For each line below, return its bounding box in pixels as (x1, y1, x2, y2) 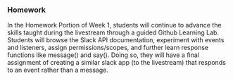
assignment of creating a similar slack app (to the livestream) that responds (7, 58, 227, 67)
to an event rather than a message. (7, 66, 109, 75)
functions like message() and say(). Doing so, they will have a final (7, 51, 199, 59)
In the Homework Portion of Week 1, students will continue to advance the (7, 21, 222, 30)
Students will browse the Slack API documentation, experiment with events (7, 36, 225, 44)
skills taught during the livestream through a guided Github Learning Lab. (7, 28, 220, 37)
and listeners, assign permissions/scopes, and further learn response (7, 44, 209, 52)
